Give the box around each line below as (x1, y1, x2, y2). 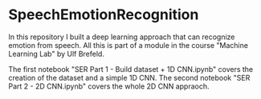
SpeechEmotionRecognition (8, 6, 199, 24)
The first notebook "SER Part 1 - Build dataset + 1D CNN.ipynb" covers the (8, 64, 254, 73)
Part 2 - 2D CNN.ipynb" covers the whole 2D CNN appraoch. (8, 81, 210, 91)
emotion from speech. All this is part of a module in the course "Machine (8, 40, 249, 49)
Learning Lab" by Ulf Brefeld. (8, 49, 104, 58)
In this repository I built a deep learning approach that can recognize (8, 32, 235, 42)
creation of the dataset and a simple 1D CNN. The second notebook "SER (8, 73, 251, 82)
